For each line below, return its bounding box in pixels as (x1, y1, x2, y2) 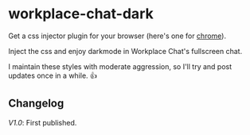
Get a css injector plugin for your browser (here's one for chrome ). (8, 31, 227, 40)
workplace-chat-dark (8, 5, 154, 23)
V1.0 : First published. (8, 118, 77, 127)
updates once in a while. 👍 (8, 71, 98, 80)
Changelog (8, 97, 64, 110)
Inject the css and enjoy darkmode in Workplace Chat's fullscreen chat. (8, 46, 243, 56)
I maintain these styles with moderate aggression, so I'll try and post (8, 61, 232, 71)
